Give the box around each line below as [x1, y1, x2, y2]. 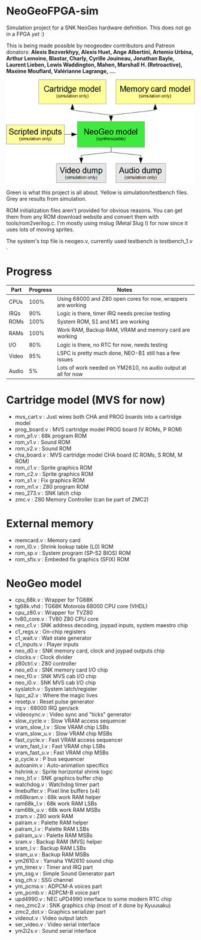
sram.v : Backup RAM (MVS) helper [14, 838, 103, 845]
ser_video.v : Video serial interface [14, 921, 100, 928]
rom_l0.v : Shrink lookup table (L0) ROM [14, 543, 114, 550]
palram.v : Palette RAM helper [14, 819, 89, 826]
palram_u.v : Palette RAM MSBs [14, 832, 93, 839]
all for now [57, 370, 83, 378]
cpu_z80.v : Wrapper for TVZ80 [14, 609, 93, 616]
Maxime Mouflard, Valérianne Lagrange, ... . [6, 67, 117, 74]
